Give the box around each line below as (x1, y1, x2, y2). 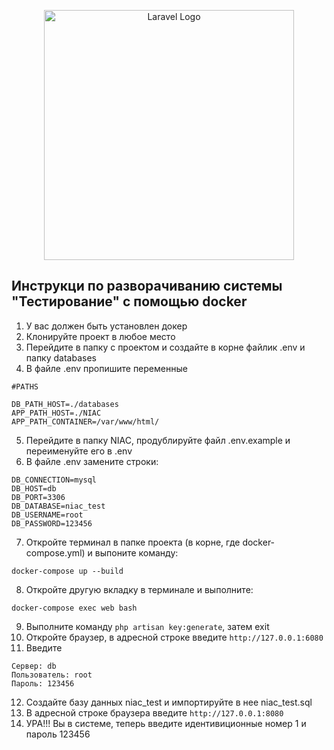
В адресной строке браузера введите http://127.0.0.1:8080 (25, 706, 284, 719)
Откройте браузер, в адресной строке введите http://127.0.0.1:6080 (25, 631, 324, 643)
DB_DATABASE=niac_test (11, 501, 106, 511)
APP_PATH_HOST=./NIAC (11, 408, 102, 418)
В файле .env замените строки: (25, 455, 159, 467)
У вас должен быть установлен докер (25, 320, 188, 332)
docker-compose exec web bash (11, 603, 138, 613)
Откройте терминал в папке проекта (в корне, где (25, 536, 241, 548)
